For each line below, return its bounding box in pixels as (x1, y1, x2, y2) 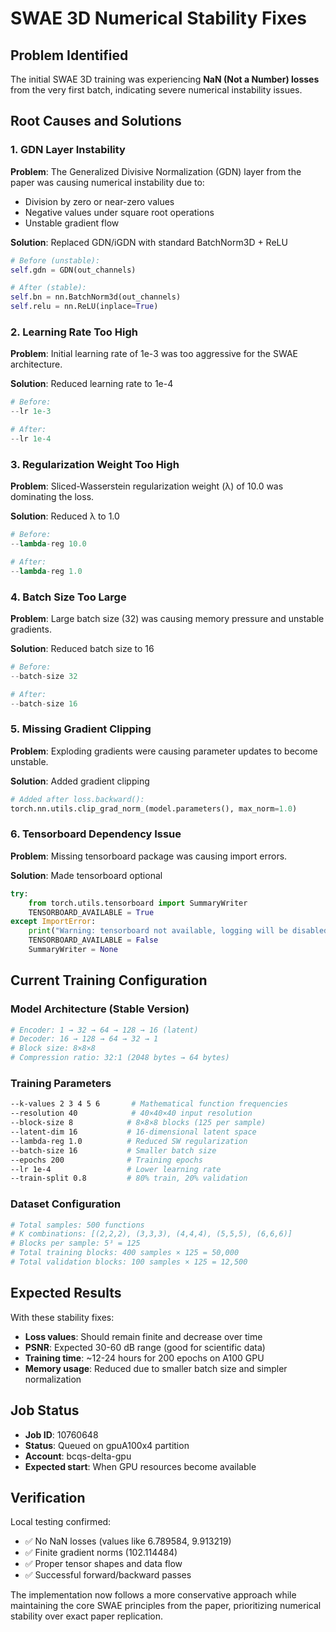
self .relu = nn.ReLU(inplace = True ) (10, 302, 159, 312)
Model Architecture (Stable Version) (10, 1002, 190, 1016)
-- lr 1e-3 (10, 407, 52, 417)
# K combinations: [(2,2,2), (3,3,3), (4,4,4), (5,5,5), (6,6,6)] (10, 1229, 293, 1239)
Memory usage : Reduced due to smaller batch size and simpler (24, 1362, 288, 1374)
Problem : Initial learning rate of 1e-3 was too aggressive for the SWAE (10, 348, 299, 360)
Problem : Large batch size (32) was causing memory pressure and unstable (10, 612, 325, 624)
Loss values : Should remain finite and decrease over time (24, 1330, 263, 1342)
